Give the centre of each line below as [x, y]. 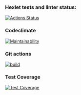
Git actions [18, 54]
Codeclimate [20, 31]
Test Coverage [23, 77]
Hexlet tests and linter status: [41, 7]
